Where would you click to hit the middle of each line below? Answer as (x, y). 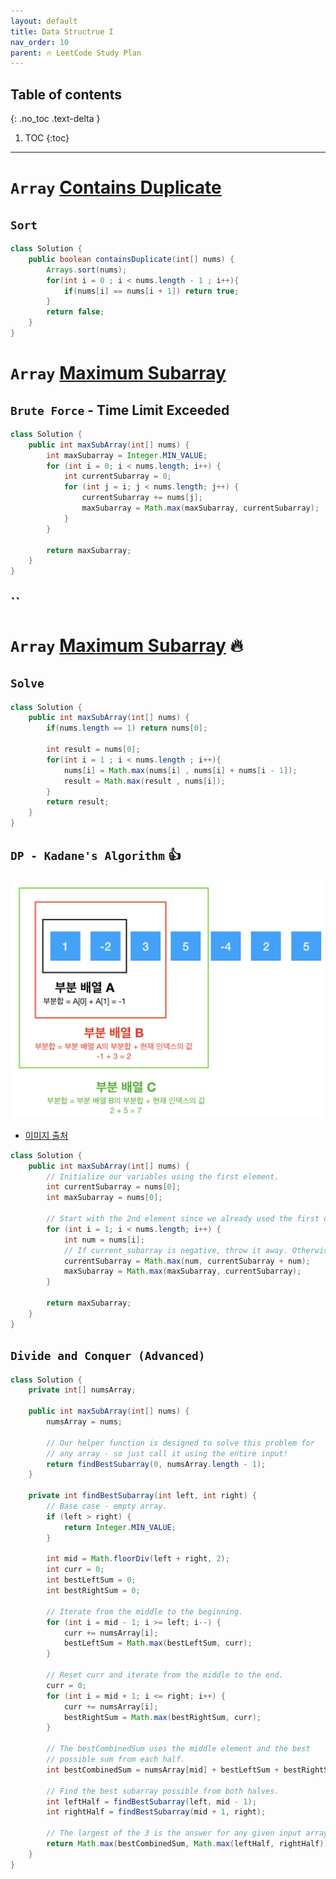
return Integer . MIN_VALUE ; (120, 1527)
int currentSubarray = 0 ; (117, 476)
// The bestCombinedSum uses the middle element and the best (178, 1749)
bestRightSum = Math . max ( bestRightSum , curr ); (162, 1717)
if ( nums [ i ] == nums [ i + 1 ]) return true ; (151, 291)
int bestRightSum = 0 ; (93, 1591)
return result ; (78, 802)
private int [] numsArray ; (82, 1390)
